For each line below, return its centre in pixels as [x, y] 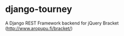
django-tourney [39, 9]
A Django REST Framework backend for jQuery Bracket [62, 23]
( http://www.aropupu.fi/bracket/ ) [39, 28]
